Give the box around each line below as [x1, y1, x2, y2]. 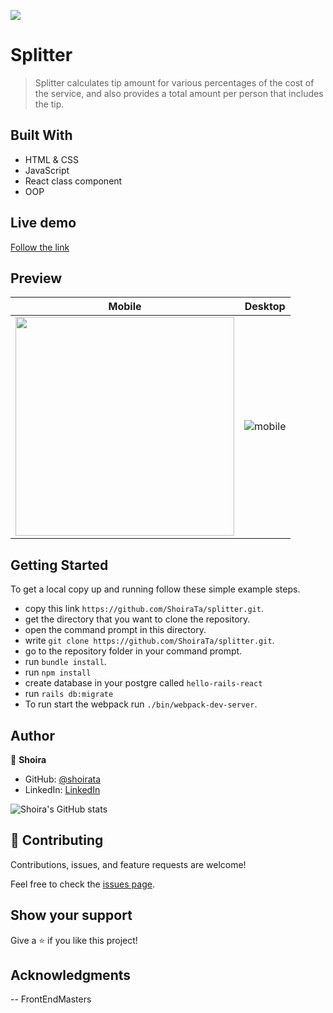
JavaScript [24, 164, 70, 176]
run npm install [24, 666, 92, 679]
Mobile [108, 300, 142, 314]
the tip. [34, 98, 65, 110]
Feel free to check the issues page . [10, 878, 155, 890]
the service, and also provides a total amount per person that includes [34, 87, 324, 99]
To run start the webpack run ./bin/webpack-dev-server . [24, 698, 258, 710]
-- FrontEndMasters [10, 993, 92, 1005]
